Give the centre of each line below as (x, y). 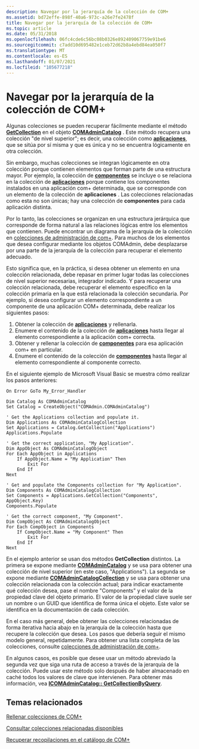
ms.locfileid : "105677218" (40, 67)
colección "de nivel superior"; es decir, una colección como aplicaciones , (97, 138)
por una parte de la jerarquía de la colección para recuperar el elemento (94, 251)
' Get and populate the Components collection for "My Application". (94, 485)
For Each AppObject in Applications (51, 454)
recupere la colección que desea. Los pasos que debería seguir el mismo (96, 634)
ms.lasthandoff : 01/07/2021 (41, 61)
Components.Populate (32, 506)
